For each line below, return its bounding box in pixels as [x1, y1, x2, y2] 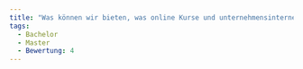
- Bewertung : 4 [17, 47, 75, 56]
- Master [17, 38, 50, 47]
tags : [9, 22, 30, 30]
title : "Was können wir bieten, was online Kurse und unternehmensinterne [9, 13, 297, 22]
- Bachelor [17, 30, 59, 39]
